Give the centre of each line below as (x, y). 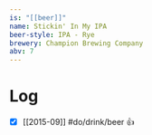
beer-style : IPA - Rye (52, 34)
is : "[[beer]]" (38, 18)
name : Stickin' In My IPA (58, 26)
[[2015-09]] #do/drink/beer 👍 (78, 122)
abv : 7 (22, 52)
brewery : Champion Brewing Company (76, 43)
